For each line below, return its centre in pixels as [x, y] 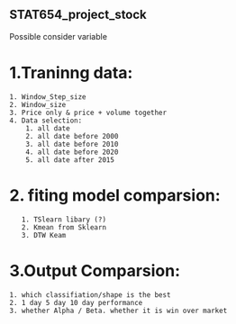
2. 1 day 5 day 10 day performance [76, 302]
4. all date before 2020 [72, 152]
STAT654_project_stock [78, 15]
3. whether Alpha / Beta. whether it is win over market [118, 310]
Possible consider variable [59, 36]
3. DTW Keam [44, 235]
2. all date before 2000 [72, 136]
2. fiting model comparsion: [115, 195]
